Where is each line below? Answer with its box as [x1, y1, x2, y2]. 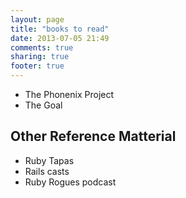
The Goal [24, 99, 63, 111]
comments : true [10, 42, 74, 53]
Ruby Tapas [24, 154, 75, 166]
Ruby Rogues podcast [24, 176, 117, 188]
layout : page [10, 14, 65, 25]
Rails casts [24, 165, 70, 177]
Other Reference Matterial [10, 128, 177, 145]
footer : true [10, 61, 65, 71]
